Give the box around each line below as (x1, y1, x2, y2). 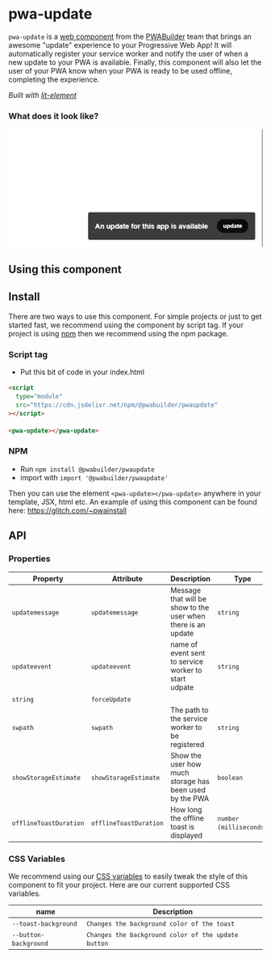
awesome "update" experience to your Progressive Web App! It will (8, 40, 232, 49)
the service (170, 713, 208, 724)
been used (170, 785, 206, 795)
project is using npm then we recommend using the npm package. (8, 328, 229, 338)
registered (170, 739, 205, 749)
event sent (170, 648, 206, 658)
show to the (170, 603, 210, 613)
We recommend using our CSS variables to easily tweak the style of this (8, 871, 248, 881)
